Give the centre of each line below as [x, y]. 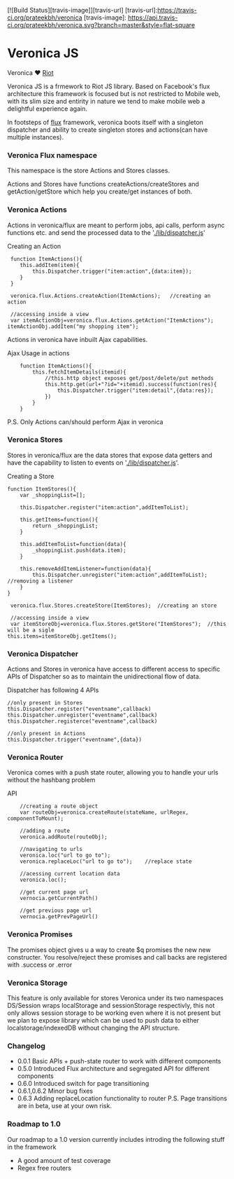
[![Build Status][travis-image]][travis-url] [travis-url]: [82, 10]
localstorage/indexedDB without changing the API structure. [94, 1028]
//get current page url [54, 892]
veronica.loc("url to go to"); [65, 856]
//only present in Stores [45, 703]
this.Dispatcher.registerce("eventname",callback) [82, 721]
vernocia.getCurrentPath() [59, 899]
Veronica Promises [40, 934]
